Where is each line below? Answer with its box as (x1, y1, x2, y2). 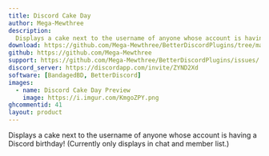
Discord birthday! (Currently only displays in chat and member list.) (8, 139, 230, 148)
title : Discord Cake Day (8, 11, 91, 20)
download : (8, 42, 42, 50)
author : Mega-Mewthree (8, 19, 84, 27)
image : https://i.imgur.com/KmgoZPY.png (22, 94, 159, 102)
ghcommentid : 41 (8, 101, 62, 109)
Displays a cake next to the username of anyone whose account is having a (8, 130, 258, 140)
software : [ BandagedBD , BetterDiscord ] (8, 71, 142, 79)
